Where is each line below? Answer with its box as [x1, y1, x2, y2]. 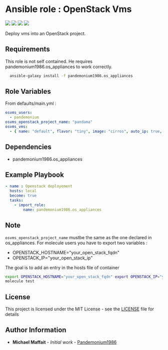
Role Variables [5, 87, 51, 96]
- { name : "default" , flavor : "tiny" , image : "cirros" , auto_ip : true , [9, 129, 162, 134]
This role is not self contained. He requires [5, 58, 92, 64]
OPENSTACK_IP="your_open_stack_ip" [12, 255, 93, 261]
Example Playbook [5, 170, 64, 179]
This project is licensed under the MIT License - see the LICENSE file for [5, 306, 154, 312]
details [5, 311, 19, 317]
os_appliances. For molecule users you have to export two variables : [5, 240, 147, 246]
